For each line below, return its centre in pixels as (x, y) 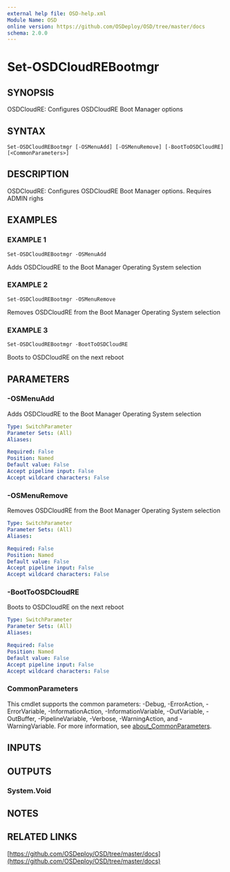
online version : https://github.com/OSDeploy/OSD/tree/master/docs (106, 26)
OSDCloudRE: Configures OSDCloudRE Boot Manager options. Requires (109, 190)
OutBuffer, (22, 718)
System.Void (29, 791)
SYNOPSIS (31, 92)
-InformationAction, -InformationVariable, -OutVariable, (126, 711)
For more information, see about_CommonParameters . (135, 726)
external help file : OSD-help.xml (57, 14)
